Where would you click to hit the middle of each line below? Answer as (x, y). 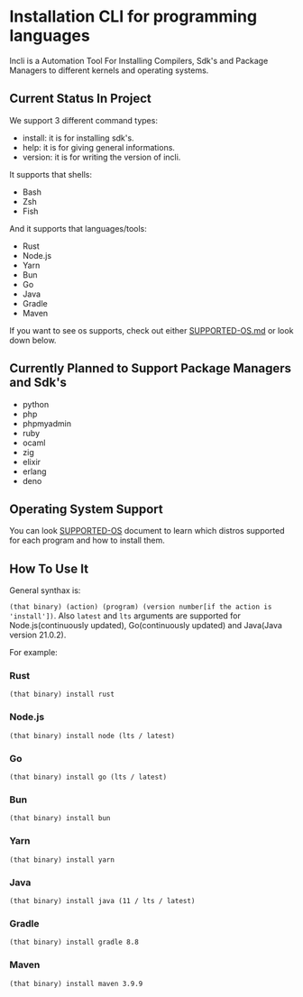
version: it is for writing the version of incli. (101, 157)
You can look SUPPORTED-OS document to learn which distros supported (147, 531)
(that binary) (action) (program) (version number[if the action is (141, 607)
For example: (34, 653)
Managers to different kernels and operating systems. (109, 70)
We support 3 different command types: (83, 120)
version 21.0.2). (38, 635)
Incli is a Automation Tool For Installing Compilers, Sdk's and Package (139, 60)
